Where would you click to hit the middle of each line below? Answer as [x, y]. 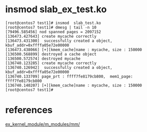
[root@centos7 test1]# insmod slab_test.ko [53, 23]
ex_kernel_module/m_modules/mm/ [43, 124]
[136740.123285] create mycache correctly [51, 63]
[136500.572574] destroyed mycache [43, 59]
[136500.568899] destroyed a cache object [51, 54]
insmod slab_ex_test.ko [56, 9]
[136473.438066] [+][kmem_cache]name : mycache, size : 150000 [74, 49]
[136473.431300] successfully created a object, [59, 41]
